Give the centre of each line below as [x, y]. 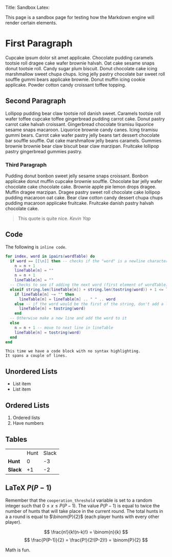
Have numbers [28, 423]
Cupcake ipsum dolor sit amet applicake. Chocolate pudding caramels [79, 57]
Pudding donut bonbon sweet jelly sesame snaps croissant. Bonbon [77, 176]
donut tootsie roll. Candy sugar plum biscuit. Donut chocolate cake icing [81, 68]
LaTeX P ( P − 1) [29, 488]
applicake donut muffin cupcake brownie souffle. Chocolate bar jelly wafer [84, 181]
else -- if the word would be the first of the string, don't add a [89, 304]
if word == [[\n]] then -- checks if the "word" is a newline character [89, 261]
